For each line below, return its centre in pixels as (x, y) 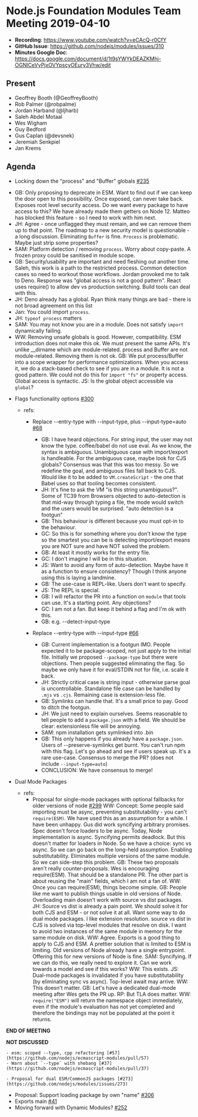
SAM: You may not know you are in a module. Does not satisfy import (99, 324)
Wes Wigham (31, 123)
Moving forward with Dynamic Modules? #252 (71, 1108)
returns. (42, 1019)
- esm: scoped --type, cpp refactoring (55, 1053)
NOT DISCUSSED (27, 1042)
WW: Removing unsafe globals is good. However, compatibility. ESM (98, 337)
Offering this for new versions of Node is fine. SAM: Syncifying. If (112, 956)
